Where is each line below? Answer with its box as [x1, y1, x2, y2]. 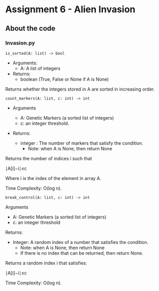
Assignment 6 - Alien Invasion [5, 4, 136, 15]
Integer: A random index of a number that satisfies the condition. [12, 239, 149, 245]
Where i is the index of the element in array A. [5, 175, 101, 181]
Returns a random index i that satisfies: [5, 260, 88, 266]
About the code [5, 24, 56, 33]
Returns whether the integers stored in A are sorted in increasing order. [5, 86, 155, 92]
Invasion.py [5, 39, 35, 47]
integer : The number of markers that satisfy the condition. [20, 140, 144, 146]
